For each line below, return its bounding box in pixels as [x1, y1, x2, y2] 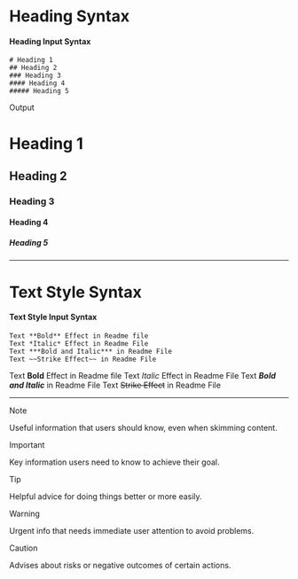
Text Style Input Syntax [9, 312, 98, 323]
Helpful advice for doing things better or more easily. [9, 490, 202, 502]
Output [9, 102, 35, 113]
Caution [9, 543, 38, 553]
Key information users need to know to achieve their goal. [9, 457, 220, 467]
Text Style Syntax [9, 282, 142, 302]
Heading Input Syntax [9, 35, 91, 46]
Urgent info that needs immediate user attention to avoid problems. [9, 525, 255, 536]
